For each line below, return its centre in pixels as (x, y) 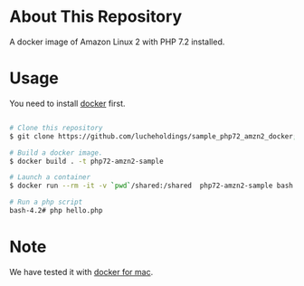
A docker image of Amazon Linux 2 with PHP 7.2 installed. (117, 42)
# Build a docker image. (56, 153)
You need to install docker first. (67, 103)
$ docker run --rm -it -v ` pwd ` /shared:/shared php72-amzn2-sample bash (152, 186)
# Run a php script (46, 202)
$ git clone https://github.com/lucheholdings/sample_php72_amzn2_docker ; (153, 136)
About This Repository (96, 17)
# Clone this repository (56, 128)
